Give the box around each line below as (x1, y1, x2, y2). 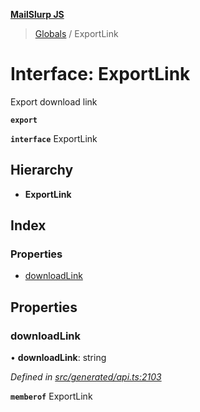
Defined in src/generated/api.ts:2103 (10, 371, 162, 383)
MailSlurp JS (10, 9, 65, 20)
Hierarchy (10, 162, 74, 179)
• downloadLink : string (10, 352, 107, 364)
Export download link (10, 95, 98, 108)
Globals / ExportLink (34, 28, 119, 39)
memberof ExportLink (10, 390, 93, 403)
